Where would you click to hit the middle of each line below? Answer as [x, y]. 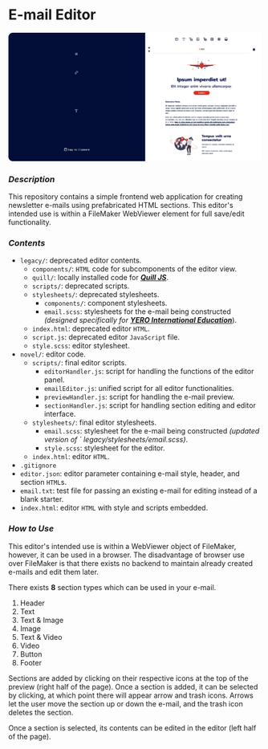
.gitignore [38, 466]
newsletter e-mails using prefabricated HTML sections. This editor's [121, 205]
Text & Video [41, 637]
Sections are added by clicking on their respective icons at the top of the [128, 678]
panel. [54, 380]
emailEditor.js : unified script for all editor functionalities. [139, 389]
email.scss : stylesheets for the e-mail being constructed [137, 311]
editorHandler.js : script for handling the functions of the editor [149, 372]
